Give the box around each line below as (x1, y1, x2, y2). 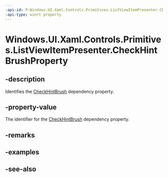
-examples (5, 148, 39, 156)
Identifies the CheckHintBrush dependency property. (5, 88, 114, 95)
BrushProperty (5, 55, 68, 66)
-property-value (5, 103, 57, 111)
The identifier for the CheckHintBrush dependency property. (5, 116, 130, 122)
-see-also (5, 165, 36, 173)
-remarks (5, 131, 35, 139)
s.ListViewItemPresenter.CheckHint (5, 44, 157, 56)
